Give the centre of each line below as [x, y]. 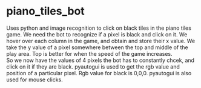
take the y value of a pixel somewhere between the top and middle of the [97, 47]
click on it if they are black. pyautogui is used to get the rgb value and [93, 66]
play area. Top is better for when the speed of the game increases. [89, 53]
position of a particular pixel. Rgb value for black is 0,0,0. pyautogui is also [99, 73]
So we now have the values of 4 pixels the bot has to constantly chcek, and [100, 60]
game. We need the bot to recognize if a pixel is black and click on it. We [97, 34]
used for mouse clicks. [35, 80]
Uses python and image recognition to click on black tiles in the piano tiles [99, 28]
